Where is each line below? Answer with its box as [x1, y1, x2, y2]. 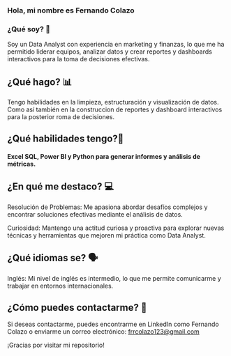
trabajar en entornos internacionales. [7, 281, 114, 290]
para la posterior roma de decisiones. [7, 113, 115, 121]
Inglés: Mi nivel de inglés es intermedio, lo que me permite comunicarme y [7, 274, 221, 282]
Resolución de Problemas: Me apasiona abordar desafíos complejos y [7, 203, 208, 211]
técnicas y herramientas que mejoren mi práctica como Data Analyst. [7, 231, 206, 239]
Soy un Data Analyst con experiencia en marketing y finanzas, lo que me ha [7, 40, 225, 49]
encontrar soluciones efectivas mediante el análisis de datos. [7, 210, 183, 218]
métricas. [7, 160, 36, 169]
